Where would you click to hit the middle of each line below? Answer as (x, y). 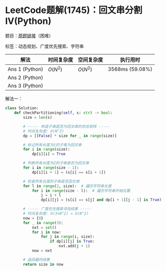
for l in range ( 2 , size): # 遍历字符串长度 (68, 186)
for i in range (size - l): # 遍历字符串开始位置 (81, 191)
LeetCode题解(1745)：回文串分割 (74, 10)
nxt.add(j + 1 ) (75, 246)
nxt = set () (44, 228)
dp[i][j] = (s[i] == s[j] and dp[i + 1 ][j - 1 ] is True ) (101, 200)
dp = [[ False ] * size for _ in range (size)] (70, 136)
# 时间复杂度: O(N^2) (44, 131)
